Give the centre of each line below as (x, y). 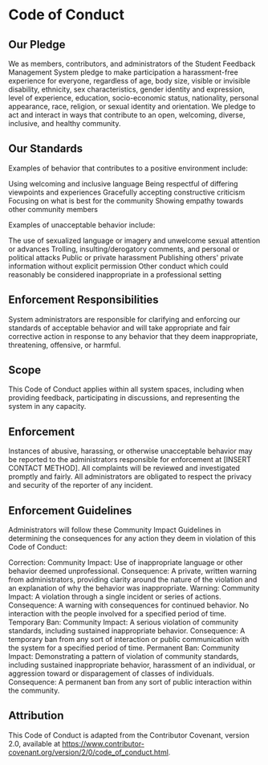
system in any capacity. (47, 407)
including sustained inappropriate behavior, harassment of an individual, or (132, 665)
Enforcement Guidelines (70, 511)
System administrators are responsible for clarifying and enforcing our (124, 319)
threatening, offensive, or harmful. (65, 345)
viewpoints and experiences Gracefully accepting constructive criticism (127, 192)
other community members (53, 209)
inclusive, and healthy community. (65, 123)
